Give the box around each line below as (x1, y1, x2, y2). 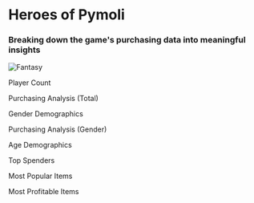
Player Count (8, 78, 51, 87)
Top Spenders (8, 156, 55, 165)
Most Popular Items (8, 171, 73, 181)
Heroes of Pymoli (8, 6, 126, 24)
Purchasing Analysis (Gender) (8, 124, 107, 134)
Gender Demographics (8, 109, 84, 119)
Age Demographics (8, 140, 72, 150)
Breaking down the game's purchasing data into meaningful (8, 35, 246, 46)
